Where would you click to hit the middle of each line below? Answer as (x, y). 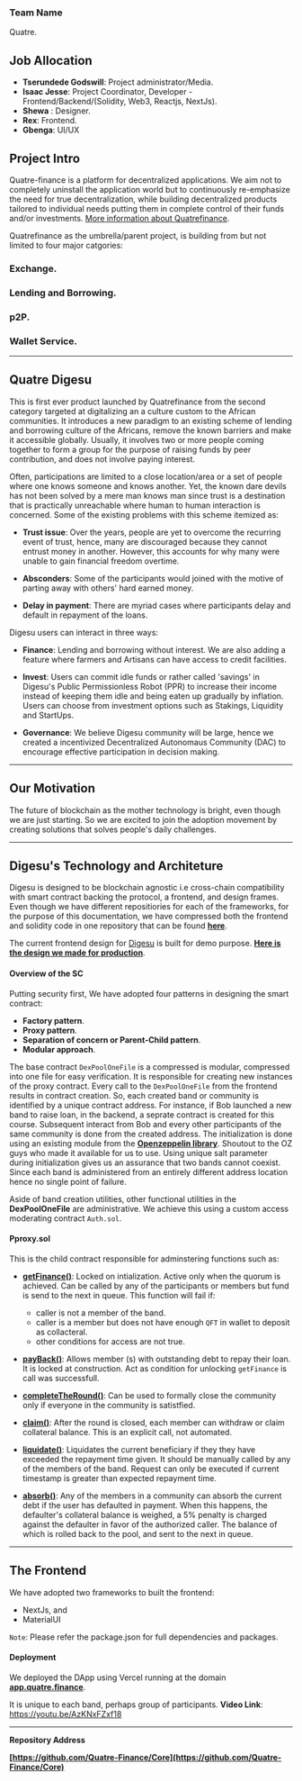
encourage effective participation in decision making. (121, 751)
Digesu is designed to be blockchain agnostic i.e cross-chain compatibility (147, 888)
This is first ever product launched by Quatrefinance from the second (138, 402)
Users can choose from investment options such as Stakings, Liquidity (153, 705)
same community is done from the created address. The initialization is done (151, 1134)
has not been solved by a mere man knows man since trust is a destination (147, 495)
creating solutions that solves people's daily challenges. (113, 829)
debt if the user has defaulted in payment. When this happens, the (145, 1505)
